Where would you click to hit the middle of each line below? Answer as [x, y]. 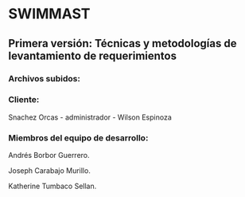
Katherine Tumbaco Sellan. [52, 186]
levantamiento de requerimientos [93, 55]
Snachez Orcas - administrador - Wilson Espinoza [90, 117]
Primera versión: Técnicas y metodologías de [122, 43]
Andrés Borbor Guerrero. [49, 156]
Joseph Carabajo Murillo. [50, 171]
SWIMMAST [49, 14]
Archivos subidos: [45, 78]
